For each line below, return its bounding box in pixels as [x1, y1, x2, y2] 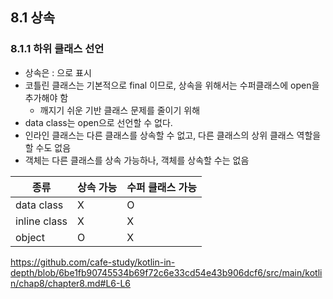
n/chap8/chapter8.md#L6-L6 [10, 277, 132, 289]
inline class [15, 214, 68, 228]
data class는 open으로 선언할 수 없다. [24, 116, 173, 128]
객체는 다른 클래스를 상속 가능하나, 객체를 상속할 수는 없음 [24, 154, 250, 166]
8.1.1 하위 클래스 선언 [10, 42, 105, 56]
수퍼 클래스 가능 [126, 180, 197, 194]
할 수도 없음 [24, 141, 72, 153]
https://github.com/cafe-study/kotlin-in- [10, 256, 176, 268]
